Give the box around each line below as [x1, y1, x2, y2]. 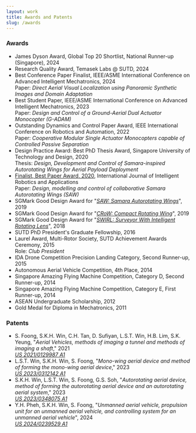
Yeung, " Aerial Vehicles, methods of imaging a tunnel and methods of [14, 338, 185, 345]
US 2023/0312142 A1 [14, 370, 66, 377]
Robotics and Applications [14, 178, 79, 185]
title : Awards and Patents [6, 14, 73, 20]
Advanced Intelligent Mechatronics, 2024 [14, 77, 116, 85]
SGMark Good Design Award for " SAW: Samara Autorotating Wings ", [14, 197, 182, 204]
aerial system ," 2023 [14, 389, 66, 396]
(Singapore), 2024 [14, 59, 60, 66]
